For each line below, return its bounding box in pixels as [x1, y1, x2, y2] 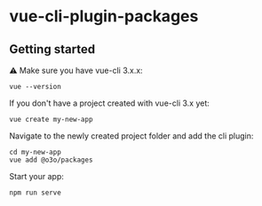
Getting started [9, 42, 96, 57]
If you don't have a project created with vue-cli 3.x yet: [9, 98, 210, 108]
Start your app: [9, 171, 65, 181]
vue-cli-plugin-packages [9, 6, 199, 27]
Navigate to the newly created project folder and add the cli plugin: [9, 131, 254, 141]
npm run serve [9, 188, 62, 197]
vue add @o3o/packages [9, 155, 93, 164]
